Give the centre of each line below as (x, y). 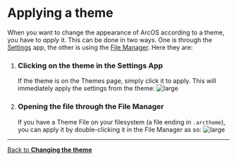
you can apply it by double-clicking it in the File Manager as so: (110, 129)
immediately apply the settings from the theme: (86, 89)
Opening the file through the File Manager (91, 107)
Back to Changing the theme (50, 150)
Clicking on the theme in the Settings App (90, 65)
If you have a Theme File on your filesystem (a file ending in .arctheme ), (121, 122)
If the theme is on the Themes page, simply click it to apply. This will (117, 81)
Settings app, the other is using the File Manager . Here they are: (100, 47)
